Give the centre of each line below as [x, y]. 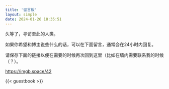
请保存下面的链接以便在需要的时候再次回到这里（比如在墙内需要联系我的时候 [84, 55]
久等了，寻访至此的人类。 [32, 34]
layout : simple [21, 14]
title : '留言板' [21, 10]
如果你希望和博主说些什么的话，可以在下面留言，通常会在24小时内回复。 [81, 44]
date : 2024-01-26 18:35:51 [33, 19]
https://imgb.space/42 [28, 71]
